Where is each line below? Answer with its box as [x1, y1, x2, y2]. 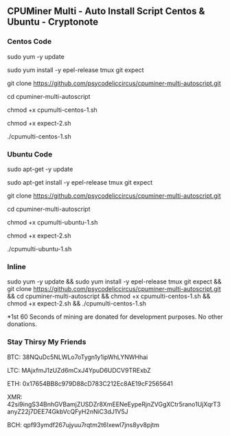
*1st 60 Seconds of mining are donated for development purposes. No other [7, 312, 223, 321]
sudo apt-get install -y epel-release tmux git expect [7, 178, 153, 186]
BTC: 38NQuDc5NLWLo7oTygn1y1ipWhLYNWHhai [7, 353, 148, 361]
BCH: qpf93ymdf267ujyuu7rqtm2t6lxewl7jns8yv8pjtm [7, 420, 160, 428]
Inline [7, 262, 26, 271]
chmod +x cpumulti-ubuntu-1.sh [7, 218, 98, 226]
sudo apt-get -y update [7, 165, 73, 173]
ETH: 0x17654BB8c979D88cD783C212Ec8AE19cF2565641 [7, 379, 173, 387]
